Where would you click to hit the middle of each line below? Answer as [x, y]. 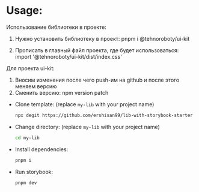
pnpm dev [26, 183]
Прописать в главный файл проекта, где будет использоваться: [97, 50]
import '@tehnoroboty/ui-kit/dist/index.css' [68, 56]
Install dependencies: [41, 149]
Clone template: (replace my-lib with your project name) [84, 104]
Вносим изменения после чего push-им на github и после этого [97, 80]
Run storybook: [34, 172]
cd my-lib [27, 138]
